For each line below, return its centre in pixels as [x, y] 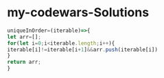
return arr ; [24, 62]
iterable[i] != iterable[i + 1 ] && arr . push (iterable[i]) [82, 50]
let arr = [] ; [24, 37]
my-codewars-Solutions [78, 13]
